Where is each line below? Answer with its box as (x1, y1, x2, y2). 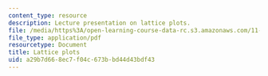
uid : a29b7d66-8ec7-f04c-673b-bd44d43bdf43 (8, 56, 156, 64)
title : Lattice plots (8, 48, 81, 56)
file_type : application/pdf (8, 33, 102, 42)
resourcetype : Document (8, 41, 88, 49)
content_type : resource (8, 11, 88, 20)
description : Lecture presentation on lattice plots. (8, 19, 191, 27)
